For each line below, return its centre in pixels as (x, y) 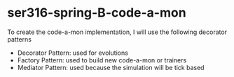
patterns (19, 39)
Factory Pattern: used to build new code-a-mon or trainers (102, 60)
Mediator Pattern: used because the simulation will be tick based (111, 67)
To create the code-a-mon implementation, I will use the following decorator (117, 32)
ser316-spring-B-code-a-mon (97, 13)
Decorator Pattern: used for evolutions (73, 53)
